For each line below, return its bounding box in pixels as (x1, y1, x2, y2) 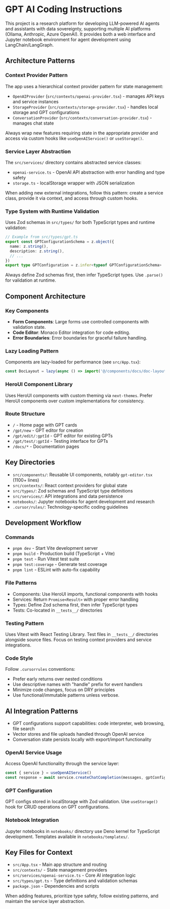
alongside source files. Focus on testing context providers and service (5, 636, 152, 642)
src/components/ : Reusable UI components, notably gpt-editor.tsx (12, 471, 153, 477)
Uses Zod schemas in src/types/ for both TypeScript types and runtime (5, 219, 155, 225)
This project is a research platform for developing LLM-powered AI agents (5, 20, 160, 26)
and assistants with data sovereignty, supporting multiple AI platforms (5, 25, 151, 31)
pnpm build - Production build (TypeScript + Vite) (12, 551, 115, 557)
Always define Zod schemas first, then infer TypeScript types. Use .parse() (5, 272, 163, 278)
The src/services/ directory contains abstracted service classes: (5, 159, 142, 165)
